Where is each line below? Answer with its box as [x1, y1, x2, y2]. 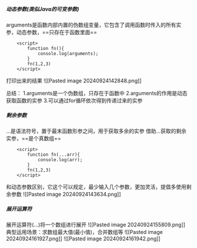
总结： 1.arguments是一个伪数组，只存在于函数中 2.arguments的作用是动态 [6, 89, 188, 96]
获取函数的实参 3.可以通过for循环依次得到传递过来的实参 [6, 97, 143, 104]
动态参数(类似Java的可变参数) [6, 5, 79, 12]
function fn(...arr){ [27, 152, 81, 157]
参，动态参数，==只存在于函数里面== [6, 28, 98, 35]
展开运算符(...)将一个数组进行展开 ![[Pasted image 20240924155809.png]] [6, 221, 186, 228]
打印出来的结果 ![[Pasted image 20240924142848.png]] [6, 77, 142, 84]
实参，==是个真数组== [6, 135, 62, 142]
